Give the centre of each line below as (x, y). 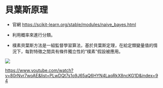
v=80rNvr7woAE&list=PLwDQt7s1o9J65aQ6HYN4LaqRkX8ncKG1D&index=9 (82, 75)
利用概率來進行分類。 (33, 35)
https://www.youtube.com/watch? (39, 70)
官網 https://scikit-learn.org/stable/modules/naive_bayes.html (74, 24)
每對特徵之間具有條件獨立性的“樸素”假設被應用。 (74, 51)
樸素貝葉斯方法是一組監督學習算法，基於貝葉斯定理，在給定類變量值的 (83, 45)
